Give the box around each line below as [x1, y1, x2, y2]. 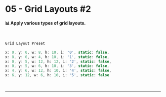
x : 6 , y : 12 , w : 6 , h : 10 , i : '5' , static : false [5, 73, 110, 78]
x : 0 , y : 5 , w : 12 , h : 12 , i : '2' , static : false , [5, 59, 112, 64]
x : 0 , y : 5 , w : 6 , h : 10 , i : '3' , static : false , [5, 64, 110, 68]
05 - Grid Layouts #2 [5, 3, 91, 15]
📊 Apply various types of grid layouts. [5, 20, 86, 26]
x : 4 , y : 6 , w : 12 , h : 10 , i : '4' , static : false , [5, 68, 112, 73]
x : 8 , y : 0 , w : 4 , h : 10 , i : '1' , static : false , [5, 54, 110, 60]
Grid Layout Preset [5, 41, 45, 46]
